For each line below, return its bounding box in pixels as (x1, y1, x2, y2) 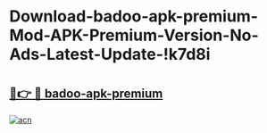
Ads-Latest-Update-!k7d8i (9, 45, 211, 64)
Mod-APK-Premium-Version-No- (9, 25, 259, 46)
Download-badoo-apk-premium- (9, 6, 259, 27)
